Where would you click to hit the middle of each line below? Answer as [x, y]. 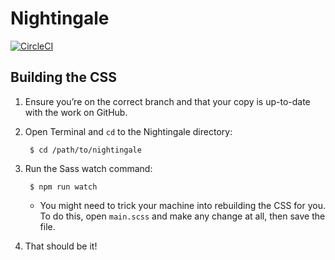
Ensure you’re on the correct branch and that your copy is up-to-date [167, 101]
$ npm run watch [63, 187]
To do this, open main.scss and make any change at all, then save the [182, 216]
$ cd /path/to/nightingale [85, 150]
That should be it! [61, 246]
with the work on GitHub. [76, 112]
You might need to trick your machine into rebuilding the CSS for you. [182, 205]
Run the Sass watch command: [88, 168]
